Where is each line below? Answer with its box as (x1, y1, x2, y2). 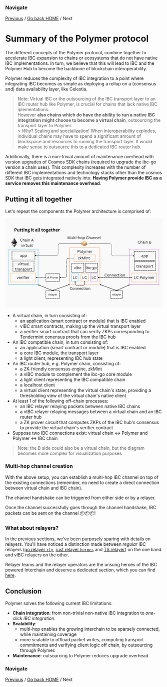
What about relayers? (5, 524, 59, 531)
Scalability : (12, 620, 36, 627)
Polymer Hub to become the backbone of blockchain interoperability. (5, 66, 147, 72)
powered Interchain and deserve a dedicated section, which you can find (5, 567, 156, 573)
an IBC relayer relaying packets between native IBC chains (19, 403, 140, 409)
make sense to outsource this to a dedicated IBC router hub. (17, 144, 141, 150)
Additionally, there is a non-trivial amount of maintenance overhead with (5, 154, 154, 160)
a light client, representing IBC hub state (19, 355, 103, 361)
